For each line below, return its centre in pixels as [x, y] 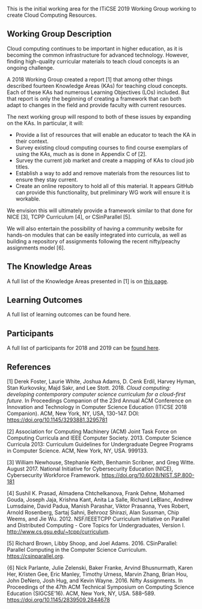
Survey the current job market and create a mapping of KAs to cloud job [105, 160]
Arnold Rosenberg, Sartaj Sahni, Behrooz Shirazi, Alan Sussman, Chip [93, 513]
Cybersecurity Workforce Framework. [54, 475]
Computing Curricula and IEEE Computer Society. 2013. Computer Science [99, 438]
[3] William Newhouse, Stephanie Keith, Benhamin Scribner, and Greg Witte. [101, 463]
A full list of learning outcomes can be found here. [69, 314]
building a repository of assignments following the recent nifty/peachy [93, 241]
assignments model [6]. [36, 248]
